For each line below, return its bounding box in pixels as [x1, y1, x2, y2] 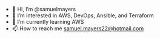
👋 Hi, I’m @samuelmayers [12, 6, 76, 12]
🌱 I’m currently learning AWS [12, 18, 84, 25]
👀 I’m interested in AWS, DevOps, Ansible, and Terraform [12, 12, 155, 19]
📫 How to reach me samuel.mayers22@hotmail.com [12, 25, 144, 32]
